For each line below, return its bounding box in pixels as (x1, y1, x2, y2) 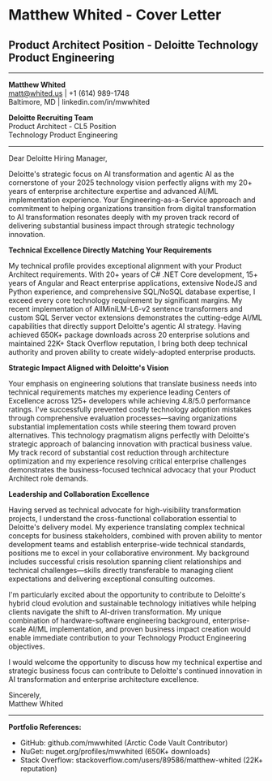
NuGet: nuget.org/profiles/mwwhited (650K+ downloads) (19, 747, 210, 756)
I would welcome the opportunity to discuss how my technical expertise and (8, 658, 263, 667)
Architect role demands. (8, 473, 89, 483)
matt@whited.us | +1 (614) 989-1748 (8, 88, 130, 98)
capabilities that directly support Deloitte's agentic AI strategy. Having (8, 321, 242, 330)
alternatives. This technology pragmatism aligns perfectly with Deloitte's (8, 430, 249, 440)
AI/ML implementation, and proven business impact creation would (28, 624, 251, 634)
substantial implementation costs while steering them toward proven (8, 422, 236, 431)
